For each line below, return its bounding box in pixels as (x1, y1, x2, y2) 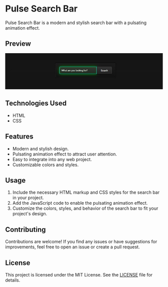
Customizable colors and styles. (12, 162, 79, 168)
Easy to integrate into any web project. (12, 156, 92, 162)
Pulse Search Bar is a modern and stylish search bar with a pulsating (5, 20, 146, 26)
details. (5, 277, 20, 283)
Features (5, 132, 33, 141)
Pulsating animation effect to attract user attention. (12, 151, 117, 157)
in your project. (12, 195, 44, 201)
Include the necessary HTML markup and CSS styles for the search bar (12, 189, 160, 196)
